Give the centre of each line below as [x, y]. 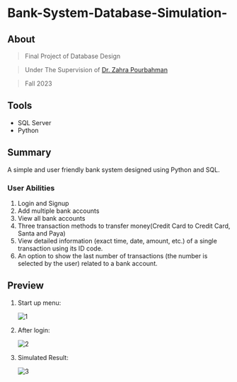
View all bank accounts [51, 218]
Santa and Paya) [41, 233]
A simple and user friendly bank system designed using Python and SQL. [114, 169]
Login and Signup [43, 203]
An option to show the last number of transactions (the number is [112, 255]
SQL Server [34, 122]
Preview [26, 285]
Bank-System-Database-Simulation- [117, 13]
